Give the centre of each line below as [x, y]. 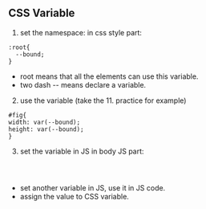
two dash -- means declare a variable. [83, 84]
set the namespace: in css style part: [81, 32]
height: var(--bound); [46, 129]
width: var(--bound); [44, 122]
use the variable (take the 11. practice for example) [103, 100]
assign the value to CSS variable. [75, 196]
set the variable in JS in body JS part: [82, 151]
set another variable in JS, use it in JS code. [93, 187]
